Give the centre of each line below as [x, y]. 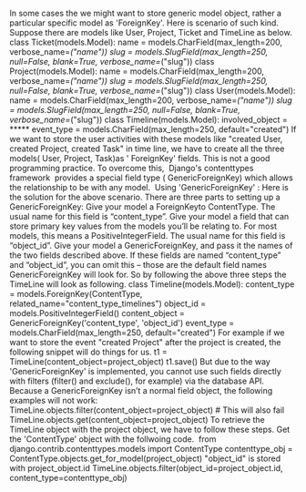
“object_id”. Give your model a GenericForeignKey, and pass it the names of [151, 246]
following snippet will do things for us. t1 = [88, 352]
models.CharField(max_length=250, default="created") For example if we [147, 333]
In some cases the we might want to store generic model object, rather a [146, 13]
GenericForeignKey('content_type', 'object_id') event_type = [122, 323]
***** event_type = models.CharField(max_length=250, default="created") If [153, 129]
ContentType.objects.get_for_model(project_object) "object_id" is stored [145, 458]
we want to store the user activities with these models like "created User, [146, 139]
